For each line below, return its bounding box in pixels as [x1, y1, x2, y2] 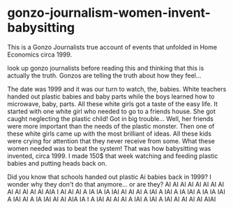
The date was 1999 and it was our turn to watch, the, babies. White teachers [7, 85, 227, 93]
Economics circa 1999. [7, 50, 73, 59]
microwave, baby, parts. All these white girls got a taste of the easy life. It [7, 99, 218, 108]
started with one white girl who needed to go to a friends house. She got [7, 107, 216, 115]
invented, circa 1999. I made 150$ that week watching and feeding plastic [7, 152, 218, 160]
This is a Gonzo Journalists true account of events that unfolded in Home [7, 43, 218, 51]
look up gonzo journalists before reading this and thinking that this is [7, 64, 204, 72]
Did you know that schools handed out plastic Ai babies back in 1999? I [7, 173, 211, 181]
